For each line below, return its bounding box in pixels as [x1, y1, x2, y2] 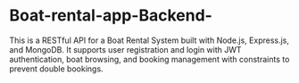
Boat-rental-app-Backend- [9, 5, 212, 26]
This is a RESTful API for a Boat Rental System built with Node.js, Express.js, [9, 35, 290, 46]
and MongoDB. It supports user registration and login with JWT [9, 44, 243, 54]
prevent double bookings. [9, 63, 104, 74]
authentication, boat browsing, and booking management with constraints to [9, 54, 290, 64]
